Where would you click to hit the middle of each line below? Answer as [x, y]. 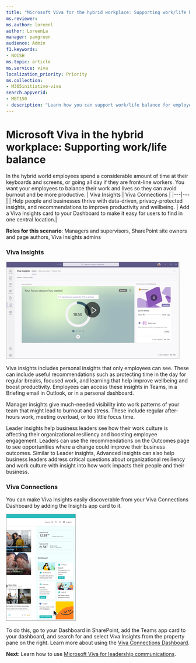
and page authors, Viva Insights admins [53, 237]
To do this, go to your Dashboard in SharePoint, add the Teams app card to [96, 630]
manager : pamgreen [28, 37]
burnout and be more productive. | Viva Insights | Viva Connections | [88, 194]
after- [172, 411]
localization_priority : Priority [47, 74]
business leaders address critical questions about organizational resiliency [96, 459]
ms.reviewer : [22, 18]
